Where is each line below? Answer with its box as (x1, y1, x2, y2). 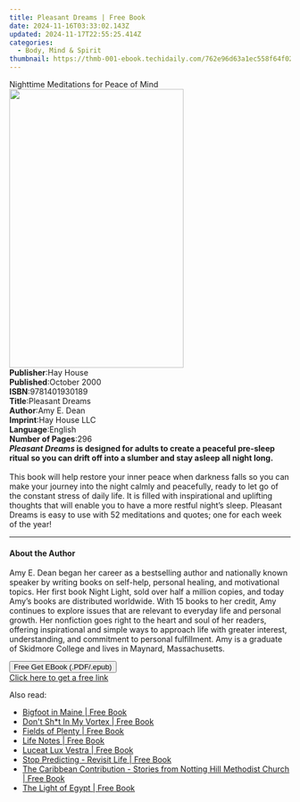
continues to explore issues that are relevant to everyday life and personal (9, 606, 281, 616)
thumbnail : (9, 54, 50, 63)
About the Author (9, 548, 76, 558)
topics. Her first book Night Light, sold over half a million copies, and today (9, 586, 284, 598)
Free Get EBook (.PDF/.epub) (13, 662, 112, 672)
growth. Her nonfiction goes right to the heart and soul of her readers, (9, 615, 267, 625)
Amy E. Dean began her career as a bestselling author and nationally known (9, 567, 288, 578)
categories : (9, 37, 54, 47)
